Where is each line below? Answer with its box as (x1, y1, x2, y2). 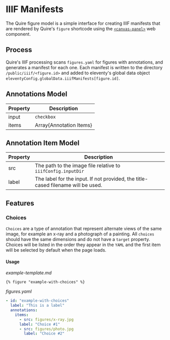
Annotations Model (6, 90, 68, 99)
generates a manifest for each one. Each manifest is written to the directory (6, 64, 163, 70)
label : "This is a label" (10, 303, 65, 308)
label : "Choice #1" (19, 322, 60, 327)
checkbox (35, 114, 56, 120)
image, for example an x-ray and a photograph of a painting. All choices (6, 231, 154, 237)
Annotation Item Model (6, 138, 80, 147)
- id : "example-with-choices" (6, 298, 70, 304)
